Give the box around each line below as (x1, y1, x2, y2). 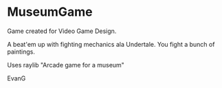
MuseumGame (7, 4, 93, 20)
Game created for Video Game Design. (7, 27, 117, 35)
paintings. (7, 47, 36, 56)
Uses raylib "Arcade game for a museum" (7, 60, 125, 69)
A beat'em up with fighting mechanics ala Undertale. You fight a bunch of (7, 40, 215, 48)
